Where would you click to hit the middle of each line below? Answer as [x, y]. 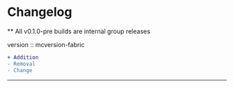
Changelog [40, 12]
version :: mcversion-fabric [46, 44]
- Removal [22, 64]
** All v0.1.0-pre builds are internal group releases [79, 31]
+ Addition [23, 57]
